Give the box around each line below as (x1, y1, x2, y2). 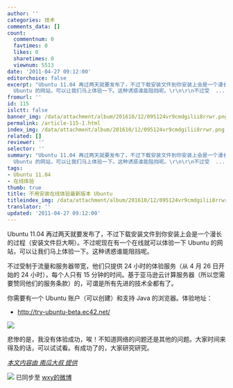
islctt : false (7, 107, 49, 114)
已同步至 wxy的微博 (15, 373, 72, 381)
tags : (7, 164, 23, 172)
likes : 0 (13, 49, 39, 56)
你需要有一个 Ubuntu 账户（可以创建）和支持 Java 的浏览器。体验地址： (7, 294, 213, 302)
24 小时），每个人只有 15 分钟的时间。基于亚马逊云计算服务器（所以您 (20, 270, 220, 279)
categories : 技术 (7, 17, 55, 24)
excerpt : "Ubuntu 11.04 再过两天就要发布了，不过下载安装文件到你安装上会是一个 (7, 81, 218, 88)
